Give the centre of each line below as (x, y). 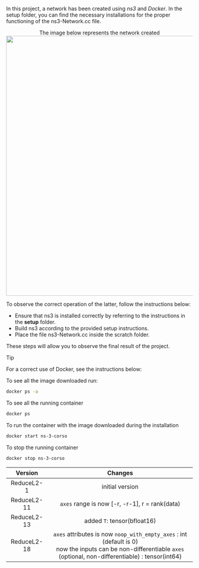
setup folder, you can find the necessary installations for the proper (88, 15)
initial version (120, 487)
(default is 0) (120, 541)
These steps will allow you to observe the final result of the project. (88, 346)
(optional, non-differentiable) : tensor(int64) (120, 556)
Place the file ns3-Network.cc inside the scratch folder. (82, 335)
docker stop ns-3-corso (36, 458)
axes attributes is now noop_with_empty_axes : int (120, 534)
